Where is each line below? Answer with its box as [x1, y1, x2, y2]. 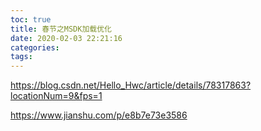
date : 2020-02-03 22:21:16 [10, 33, 123, 43]
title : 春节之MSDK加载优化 [10, 24, 112, 34]
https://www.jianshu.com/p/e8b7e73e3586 [10, 109, 188, 121]
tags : [10, 52, 33, 62]
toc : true [10, 14, 52, 25]
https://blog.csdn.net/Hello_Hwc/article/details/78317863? [10, 79, 252, 91]
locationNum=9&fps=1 [10, 90, 103, 102]
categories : [10, 42, 60, 53]
